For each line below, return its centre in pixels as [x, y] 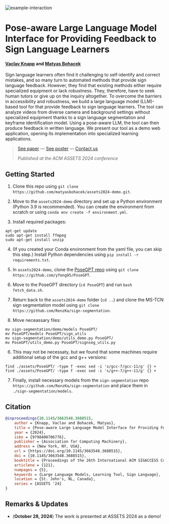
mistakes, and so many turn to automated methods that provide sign [76, 80]
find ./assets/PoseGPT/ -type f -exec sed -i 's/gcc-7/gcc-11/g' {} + [81, 367]
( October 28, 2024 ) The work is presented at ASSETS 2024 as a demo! [87, 516]
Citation [18, 407]
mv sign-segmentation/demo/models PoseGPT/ [52, 329]
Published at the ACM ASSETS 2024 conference [68, 158]
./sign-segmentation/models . [43, 391]
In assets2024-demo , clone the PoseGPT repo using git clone [75, 270]
